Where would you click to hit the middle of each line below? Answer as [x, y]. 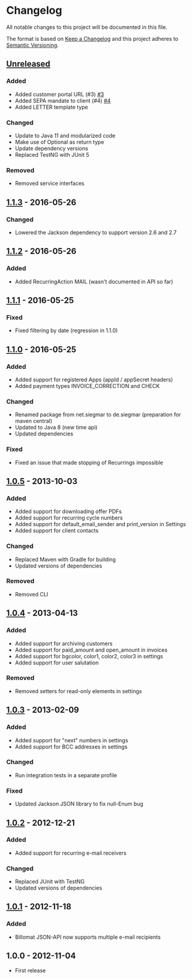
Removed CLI [31, 594]
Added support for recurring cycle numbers [69, 518]
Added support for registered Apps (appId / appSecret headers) [94, 380]
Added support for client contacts [57, 531]
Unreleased [28, 64]
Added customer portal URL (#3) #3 [59, 94]
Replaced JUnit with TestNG [50, 882]
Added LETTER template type [51, 107]
